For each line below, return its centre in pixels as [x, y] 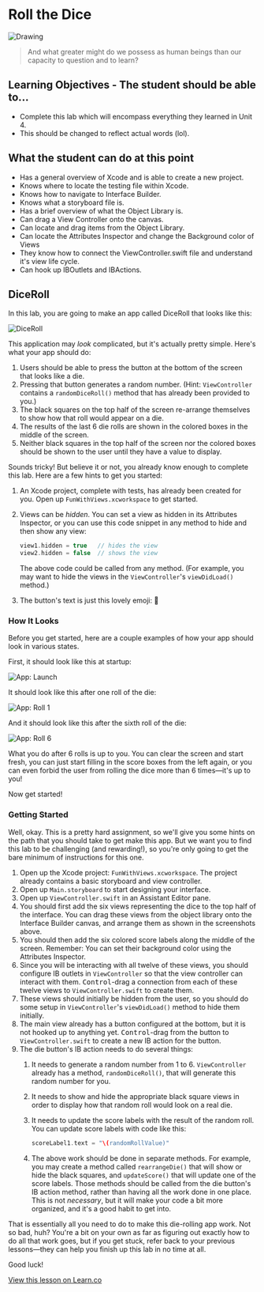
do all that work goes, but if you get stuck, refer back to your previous [121, 1241]
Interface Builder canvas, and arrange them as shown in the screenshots [138, 923]
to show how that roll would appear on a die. [91, 418]
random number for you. [71, 1081]
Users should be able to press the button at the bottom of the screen [131, 368]
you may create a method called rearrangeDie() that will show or [137, 1166]
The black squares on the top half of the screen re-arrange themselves [135, 410]
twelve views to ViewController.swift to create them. [107, 990]
